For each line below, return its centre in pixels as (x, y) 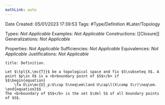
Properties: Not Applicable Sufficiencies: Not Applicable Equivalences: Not (82, 48)
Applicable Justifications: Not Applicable (47, 54)
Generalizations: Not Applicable (38, 39)
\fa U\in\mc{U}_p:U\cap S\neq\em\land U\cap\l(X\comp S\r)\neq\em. (85, 85)
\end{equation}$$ (23, 89)
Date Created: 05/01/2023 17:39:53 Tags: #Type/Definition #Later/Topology (83, 24)
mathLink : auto (21, 10)
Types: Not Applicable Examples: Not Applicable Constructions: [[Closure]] (82, 33)
